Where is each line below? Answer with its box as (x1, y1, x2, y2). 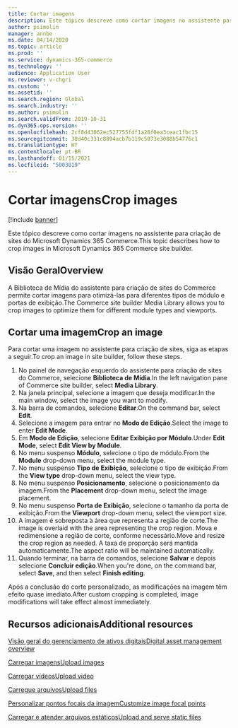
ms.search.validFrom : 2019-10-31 (8, 115, 107, 122)
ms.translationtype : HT (8, 142, 78, 149)
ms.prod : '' (8, 50, 43, 57)
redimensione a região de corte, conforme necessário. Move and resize (18, 532, 225, 540)
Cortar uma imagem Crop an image (8, 326, 163, 338)
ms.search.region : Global (8, 96, 84, 103)
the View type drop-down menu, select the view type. (18, 471, 177, 480)
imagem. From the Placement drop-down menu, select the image (18, 486, 208, 495)
